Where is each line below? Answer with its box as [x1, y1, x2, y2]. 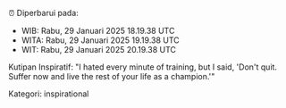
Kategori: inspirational [8, 88, 89, 99]
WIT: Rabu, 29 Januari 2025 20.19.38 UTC [21, 45, 176, 54]
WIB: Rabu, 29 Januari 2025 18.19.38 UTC [21, 26, 175, 36]
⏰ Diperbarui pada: [8, 8, 80, 18]
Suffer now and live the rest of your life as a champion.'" [8, 71, 215, 81]
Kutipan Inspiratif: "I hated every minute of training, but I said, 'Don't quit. [8, 62, 278, 72]
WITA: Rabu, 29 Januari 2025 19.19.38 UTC [21, 35, 180, 46]
